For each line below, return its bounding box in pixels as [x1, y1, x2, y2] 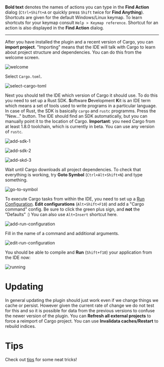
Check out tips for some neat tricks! [5, 356, 77, 362]
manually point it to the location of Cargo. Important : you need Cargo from [5, 118, 155, 124]
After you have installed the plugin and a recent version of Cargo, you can [5, 39, 154, 44]
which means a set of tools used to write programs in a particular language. [5, 103, 157, 108]
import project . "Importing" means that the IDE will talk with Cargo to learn [5, 44, 156, 50]
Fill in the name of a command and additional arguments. [5, 231, 120, 236]
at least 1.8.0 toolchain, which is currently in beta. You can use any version [5, 124, 155, 129]
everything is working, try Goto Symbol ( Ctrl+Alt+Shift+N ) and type [5, 172, 143, 177]
